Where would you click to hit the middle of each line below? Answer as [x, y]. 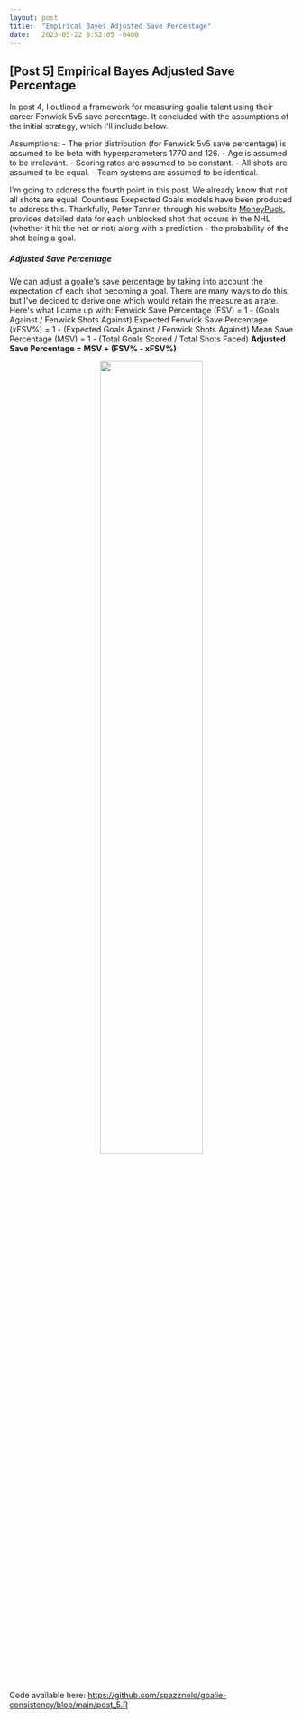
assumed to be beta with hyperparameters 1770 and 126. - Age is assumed [148, 154]
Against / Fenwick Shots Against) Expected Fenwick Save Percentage [139, 320]
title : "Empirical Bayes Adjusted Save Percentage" [110, 26]
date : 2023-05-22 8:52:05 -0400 [74, 34]
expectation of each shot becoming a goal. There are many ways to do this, [150, 291]
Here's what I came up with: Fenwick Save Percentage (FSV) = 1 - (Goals [145, 310]
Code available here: [47, 1696]
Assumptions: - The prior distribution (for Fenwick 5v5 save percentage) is [148, 144]
